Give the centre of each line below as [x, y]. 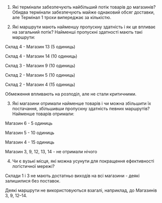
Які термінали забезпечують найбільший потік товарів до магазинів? [84, 7]
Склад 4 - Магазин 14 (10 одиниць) [41, 56]
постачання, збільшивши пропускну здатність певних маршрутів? [81, 109]
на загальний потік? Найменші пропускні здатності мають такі [77, 32]
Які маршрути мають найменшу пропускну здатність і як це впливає [84, 27]
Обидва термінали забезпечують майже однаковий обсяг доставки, [83, 12]
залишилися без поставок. [33, 181]
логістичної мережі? [33, 166]
